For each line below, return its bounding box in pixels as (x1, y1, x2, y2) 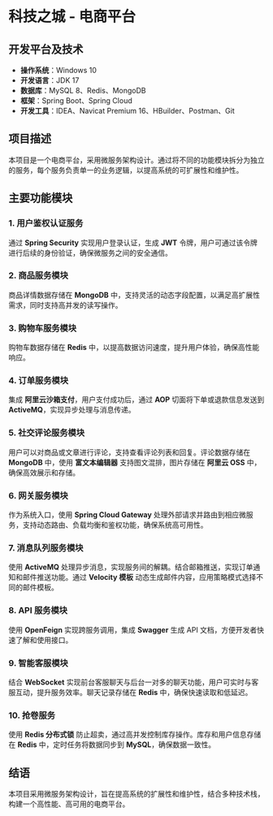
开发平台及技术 (8, 42, 84, 56)
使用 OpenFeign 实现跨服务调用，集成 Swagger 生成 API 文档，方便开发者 (8, 624, 258, 634)
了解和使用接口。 (15, 635, 73, 645)
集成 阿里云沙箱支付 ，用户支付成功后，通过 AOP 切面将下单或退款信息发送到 (8, 395, 265, 404)
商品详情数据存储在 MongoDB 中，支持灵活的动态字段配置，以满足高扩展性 (8, 290, 261, 300)
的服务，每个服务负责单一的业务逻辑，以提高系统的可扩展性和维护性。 (8, 165, 244, 175)
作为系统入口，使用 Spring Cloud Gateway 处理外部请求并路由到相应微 (8, 509, 246, 520)
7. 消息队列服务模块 (8, 542, 84, 553)
